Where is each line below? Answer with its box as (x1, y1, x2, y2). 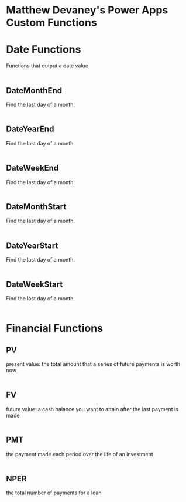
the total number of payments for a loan (6, 489, 102, 496)
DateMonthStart (6, 202, 67, 212)
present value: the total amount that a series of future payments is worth (6, 361, 181, 367)
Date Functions (6, 43, 81, 56)
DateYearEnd (6, 124, 54, 134)
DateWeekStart (6, 279, 63, 289)
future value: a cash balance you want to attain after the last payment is (6, 405, 178, 412)
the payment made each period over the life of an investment (6, 450, 153, 457)
